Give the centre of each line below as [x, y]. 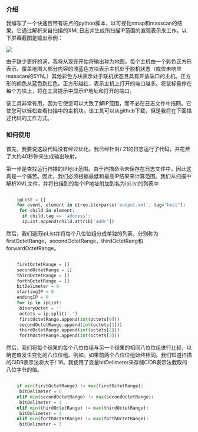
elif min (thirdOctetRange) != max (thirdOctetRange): [83, 408]
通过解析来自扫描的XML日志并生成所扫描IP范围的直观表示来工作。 [102, 31]
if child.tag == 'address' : [56, 216]
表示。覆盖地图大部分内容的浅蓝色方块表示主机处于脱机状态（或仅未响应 [94, 69]
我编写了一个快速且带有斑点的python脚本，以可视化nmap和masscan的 [92, 23]
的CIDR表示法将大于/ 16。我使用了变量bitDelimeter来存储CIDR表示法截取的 [97, 363]
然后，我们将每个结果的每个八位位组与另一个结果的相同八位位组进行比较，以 [99, 348]
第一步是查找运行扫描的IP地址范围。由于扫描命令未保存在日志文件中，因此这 [99, 168]
